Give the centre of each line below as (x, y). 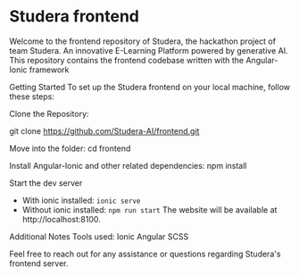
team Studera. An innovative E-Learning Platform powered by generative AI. (149, 50)
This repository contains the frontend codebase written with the (127, 60)
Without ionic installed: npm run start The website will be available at (149, 209)
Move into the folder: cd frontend (70, 148)
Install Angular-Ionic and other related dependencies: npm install (128, 165)
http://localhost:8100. (61, 219)
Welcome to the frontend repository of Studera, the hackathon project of (143, 41)
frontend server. (39, 263)
